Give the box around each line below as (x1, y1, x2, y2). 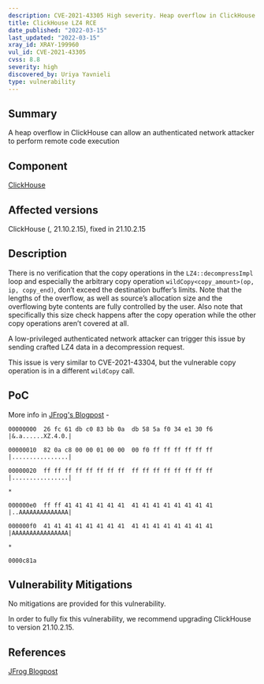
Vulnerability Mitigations (8, 578, 132, 591)
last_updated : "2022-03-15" (8, 33, 101, 42)
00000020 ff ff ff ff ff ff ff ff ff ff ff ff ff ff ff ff (8, 467, 214, 474)
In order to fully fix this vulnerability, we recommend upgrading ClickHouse (8, 614, 251, 624)
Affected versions (8, 203, 99, 217)
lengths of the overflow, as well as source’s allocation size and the (8, 293, 223, 303)
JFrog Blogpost (8, 667, 58, 676)
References (8, 645, 66, 659)
